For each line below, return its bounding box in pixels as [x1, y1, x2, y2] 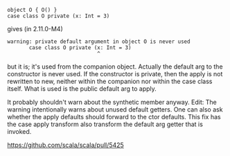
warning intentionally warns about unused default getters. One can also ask [7, 105, 223, 114]
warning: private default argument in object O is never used [7, 38, 191, 45]
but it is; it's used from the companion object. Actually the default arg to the [7, 62, 223, 71]
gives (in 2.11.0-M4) [7, 25, 64, 33]
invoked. [7, 128, 32, 135]
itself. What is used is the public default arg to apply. [7, 85, 157, 93]
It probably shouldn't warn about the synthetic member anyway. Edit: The [7, 98, 217, 106]
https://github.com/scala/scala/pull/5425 [7, 141, 125, 149]
